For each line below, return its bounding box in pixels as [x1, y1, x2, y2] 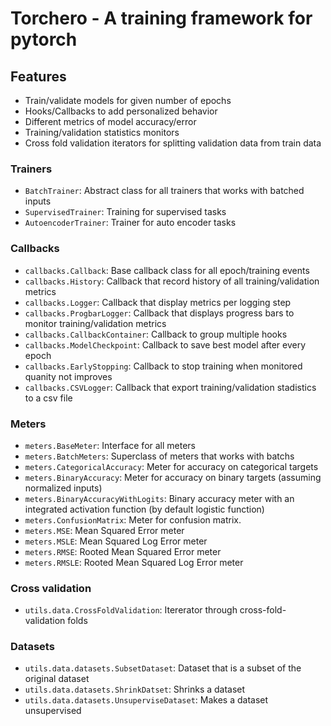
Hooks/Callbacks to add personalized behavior [24, 105, 218, 117]
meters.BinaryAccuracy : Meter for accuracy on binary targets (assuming [24, 471, 322, 483]
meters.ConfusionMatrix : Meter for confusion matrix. [24, 513, 242, 526]
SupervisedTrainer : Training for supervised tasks [24, 206, 227, 218]
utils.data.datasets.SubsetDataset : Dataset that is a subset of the [24, 662, 302, 674]
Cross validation [10, 581, 92, 595]
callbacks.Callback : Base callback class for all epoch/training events [24, 264, 310, 276]
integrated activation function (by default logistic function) [24, 503, 265, 515]
